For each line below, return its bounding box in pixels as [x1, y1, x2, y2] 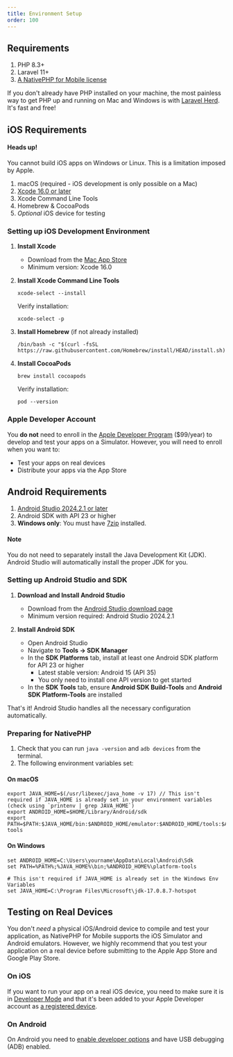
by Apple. [7, 166, 35, 174]
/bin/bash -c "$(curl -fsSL [17, 341, 98, 348]
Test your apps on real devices [17, 458, 106, 467]
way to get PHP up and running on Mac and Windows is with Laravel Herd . [7, 97, 220, 105]
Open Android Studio [27, 638, 88, 647]
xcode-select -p [17, 315, 64, 323]
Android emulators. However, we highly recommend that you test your [7, 939, 207, 948]
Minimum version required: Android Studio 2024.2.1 [27, 612, 175, 620]
